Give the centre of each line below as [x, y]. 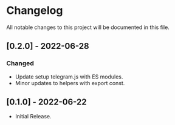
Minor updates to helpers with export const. [70, 83]
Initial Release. [33, 117]
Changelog [35, 11]
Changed [20, 63]
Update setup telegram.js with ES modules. [69, 77]
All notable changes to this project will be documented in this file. [88, 27]
